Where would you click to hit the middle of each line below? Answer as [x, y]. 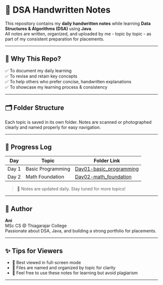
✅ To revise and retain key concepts [41, 76]
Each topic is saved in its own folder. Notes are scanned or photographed [78, 122]
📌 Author [19, 209]
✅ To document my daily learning [38, 71]
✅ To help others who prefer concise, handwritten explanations [68, 81]
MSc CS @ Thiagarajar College [36, 226]
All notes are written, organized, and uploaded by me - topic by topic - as [78, 34]
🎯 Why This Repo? [33, 59]
